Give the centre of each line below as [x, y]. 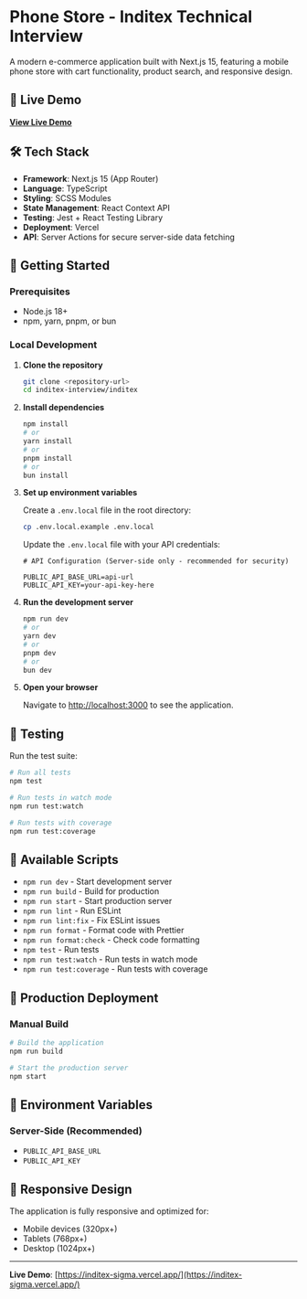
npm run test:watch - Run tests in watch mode [110, 959]
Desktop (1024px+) [59, 1248]
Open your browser [60, 687]
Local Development [53, 345]
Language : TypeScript [65, 188]
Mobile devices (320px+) [70, 1229]
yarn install [48, 442]
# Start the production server [69, 1068]
